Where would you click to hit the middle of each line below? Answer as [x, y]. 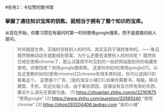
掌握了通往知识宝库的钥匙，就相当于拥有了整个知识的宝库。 [76, 21]
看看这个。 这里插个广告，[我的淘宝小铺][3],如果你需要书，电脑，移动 [87, 80]
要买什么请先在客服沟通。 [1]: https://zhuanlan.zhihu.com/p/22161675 [87, 92]
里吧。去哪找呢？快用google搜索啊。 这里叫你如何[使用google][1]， [85, 68]
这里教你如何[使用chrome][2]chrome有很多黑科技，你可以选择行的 [89, 74]
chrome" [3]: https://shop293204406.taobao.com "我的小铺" [78, 105]
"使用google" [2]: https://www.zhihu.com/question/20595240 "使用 [85, 98]
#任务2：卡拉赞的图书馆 [29, 7]
